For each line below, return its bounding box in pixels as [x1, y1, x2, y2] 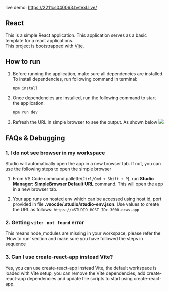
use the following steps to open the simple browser [5, 166, 112, 172]
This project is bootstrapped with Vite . [5, 43, 84, 49]
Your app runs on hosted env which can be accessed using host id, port [12, 196, 162, 202]
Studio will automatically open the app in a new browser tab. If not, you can [5, 161, 161, 167]
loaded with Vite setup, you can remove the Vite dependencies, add [5, 270, 146, 276]
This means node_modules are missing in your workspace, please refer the [5, 230, 161, 236]
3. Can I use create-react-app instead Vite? [5, 253, 113, 260]
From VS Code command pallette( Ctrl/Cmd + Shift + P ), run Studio [12, 176, 154, 182]
